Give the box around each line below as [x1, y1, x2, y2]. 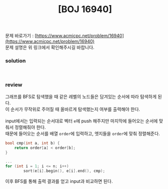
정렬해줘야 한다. [14, 124, 46, 130]
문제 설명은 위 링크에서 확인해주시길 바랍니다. [5, 44, 95, 51]
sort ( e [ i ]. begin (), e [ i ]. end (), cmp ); [23, 168, 105, 174]
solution [5, 57, 26, 64]
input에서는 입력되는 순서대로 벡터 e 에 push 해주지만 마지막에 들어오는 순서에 [5, 118, 158, 124]
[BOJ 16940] [58, 4, 112, 15]
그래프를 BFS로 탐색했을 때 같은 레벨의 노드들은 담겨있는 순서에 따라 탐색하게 [5, 93, 157, 100]
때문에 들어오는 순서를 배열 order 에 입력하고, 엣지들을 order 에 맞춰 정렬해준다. [5, 130, 160, 136]
